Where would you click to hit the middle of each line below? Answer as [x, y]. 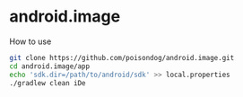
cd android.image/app [50, 66]
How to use [30, 41]
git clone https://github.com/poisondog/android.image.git [122, 57]
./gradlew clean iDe [48, 83]
